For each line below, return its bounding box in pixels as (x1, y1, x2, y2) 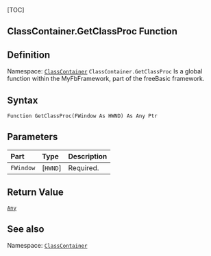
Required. (68, 163, 99, 172)
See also (7, 223, 45, 235)
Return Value (7, 187, 64, 198)
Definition (7, 49, 50, 60)
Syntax (7, 94, 38, 106)
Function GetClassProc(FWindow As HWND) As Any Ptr (7, 113, 158, 119)
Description (68, 151, 108, 161)
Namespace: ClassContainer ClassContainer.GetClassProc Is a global (7, 67, 203, 75)
